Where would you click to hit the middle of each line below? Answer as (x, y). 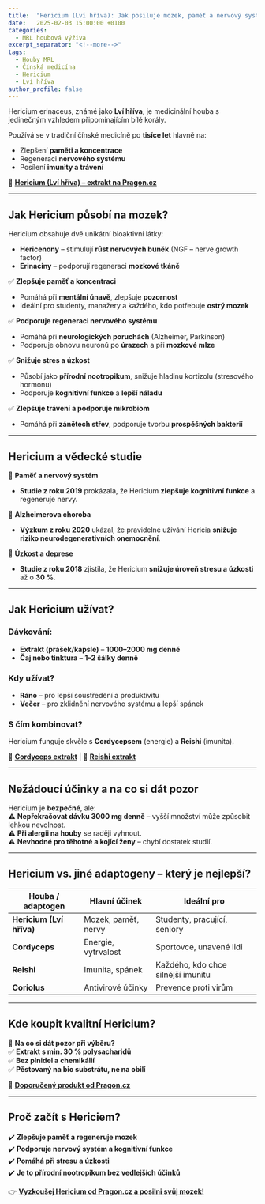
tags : (17, 52)
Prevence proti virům (194, 987)
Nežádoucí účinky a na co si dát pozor (103, 789)
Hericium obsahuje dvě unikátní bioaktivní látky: (86, 234)
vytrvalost (103, 952)
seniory (170, 929)
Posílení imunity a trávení (62, 168)
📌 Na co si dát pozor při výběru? (62, 1043)
